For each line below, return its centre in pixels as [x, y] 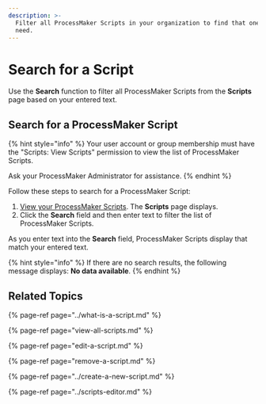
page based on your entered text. [63, 100]
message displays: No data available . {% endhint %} [94, 271]
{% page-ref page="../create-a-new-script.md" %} [91, 376]
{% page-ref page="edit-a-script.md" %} [76, 345]
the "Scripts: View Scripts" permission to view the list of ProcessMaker [124, 152]
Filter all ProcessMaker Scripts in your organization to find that [131, 23]
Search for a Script [71, 69]
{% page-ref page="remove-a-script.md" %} [82, 360]
